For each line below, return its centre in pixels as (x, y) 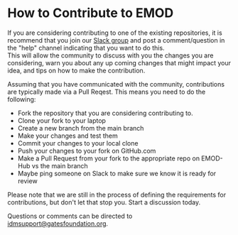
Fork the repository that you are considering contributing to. (105, 113)
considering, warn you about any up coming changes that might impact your (119, 62)
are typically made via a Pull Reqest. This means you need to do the (107, 92)
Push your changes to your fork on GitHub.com (87, 151)
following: (22, 99)
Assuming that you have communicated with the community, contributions (116, 84)
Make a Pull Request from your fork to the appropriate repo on (109, 158)
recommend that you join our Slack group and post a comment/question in (116, 40)
